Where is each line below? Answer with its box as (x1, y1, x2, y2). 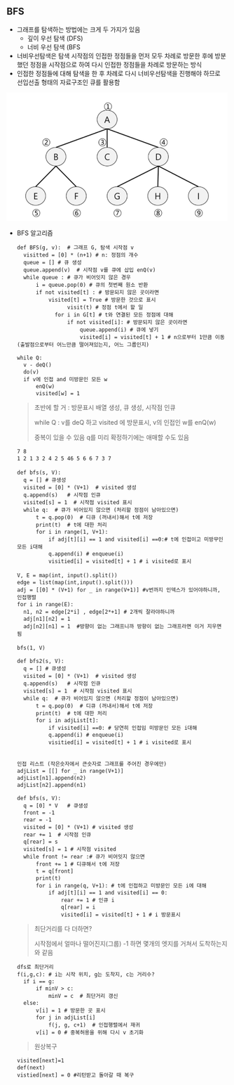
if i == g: (23, 977, 55, 985)
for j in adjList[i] (35, 1014, 96, 1021)
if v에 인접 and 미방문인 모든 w (23, 375, 108, 383)
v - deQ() (23, 361, 52, 368)
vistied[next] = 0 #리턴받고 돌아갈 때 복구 (16, 1072, 135, 1079)
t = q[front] (35, 868, 74, 875)
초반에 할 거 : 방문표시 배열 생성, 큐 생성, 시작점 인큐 (34, 403, 176, 411)
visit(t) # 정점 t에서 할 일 (67, 304, 144, 311)
